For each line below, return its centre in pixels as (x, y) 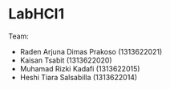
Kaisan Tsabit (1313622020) (66, 60)
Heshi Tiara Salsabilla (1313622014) (79, 77)
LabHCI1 (36, 14)
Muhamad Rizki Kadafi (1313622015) (80, 68)
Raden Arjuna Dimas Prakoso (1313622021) (91, 51)
